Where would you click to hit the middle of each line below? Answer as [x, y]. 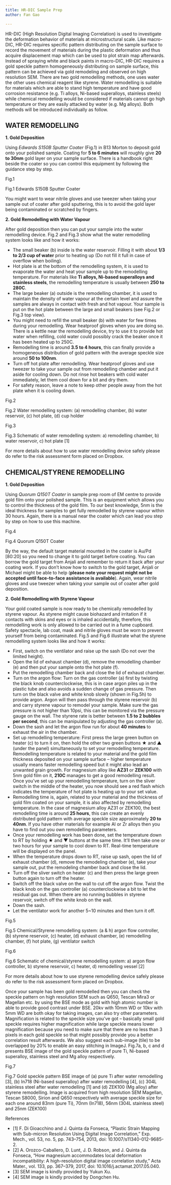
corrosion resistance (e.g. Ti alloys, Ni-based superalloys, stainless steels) [83, 93]
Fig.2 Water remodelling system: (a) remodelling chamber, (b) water [76, 410]
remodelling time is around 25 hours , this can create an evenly [78, 813]
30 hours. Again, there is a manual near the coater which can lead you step [84, 516]
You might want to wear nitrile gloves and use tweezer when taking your [81, 199]
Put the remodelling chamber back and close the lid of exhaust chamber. [89, 673]
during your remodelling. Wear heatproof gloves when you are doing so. [88, 326]
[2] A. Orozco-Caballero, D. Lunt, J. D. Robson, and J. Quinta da [79, 1150]
